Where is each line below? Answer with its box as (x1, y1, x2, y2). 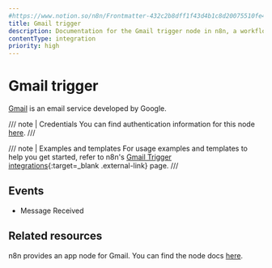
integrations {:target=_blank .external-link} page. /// (8, 161, 179, 171)
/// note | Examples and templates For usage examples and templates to (8, 143, 249, 154)
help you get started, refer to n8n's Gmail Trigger (8, 152, 172, 162)
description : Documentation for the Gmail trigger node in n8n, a (8, 27, 237, 35)
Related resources (8, 229, 103, 243)
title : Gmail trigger (8, 19, 82, 28)
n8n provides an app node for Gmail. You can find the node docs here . (8, 250, 244, 260)
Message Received (19, 206, 84, 215)
